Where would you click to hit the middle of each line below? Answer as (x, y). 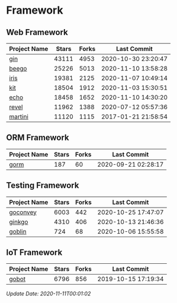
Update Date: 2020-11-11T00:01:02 (49, 294)
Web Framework (37, 32)
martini (19, 117)
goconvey (23, 212)
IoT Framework (34, 253)
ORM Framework (38, 138)
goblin (18, 231)
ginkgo (19, 222)
